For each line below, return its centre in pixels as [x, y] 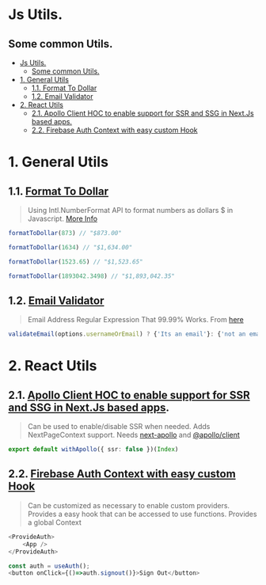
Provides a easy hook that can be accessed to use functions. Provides [142, 514]
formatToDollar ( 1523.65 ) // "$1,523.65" [76, 262]
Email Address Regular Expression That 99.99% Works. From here [135, 320]
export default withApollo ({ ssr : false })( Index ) [93, 450]
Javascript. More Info [62, 218]
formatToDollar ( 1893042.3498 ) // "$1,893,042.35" [92, 276]
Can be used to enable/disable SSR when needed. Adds [119, 427]
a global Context [54, 522]
